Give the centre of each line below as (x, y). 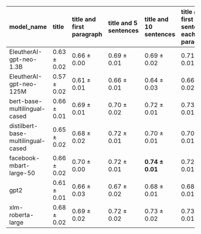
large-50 (22, 173)
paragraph (87, 34)
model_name (28, 27)
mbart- (19, 165)
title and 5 (123, 23)
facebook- (25, 158)
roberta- (22, 215)
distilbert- (24, 126)
